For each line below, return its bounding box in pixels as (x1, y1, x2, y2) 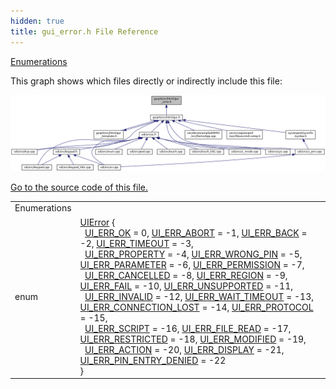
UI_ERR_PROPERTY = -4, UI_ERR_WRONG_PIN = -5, (84, 248, 303, 260)
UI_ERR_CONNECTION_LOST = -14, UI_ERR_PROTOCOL (79, 301, 314, 313)
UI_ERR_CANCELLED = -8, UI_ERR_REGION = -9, (84, 269, 288, 281)
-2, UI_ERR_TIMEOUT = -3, (79, 237, 194, 249)
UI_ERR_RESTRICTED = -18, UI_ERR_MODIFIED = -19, (79, 333, 307, 345)
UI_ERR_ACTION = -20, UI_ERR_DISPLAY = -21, (84, 343, 285, 355)
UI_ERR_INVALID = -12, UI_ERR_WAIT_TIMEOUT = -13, (84, 290, 314, 302)
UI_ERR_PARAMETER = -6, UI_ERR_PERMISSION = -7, (79, 258, 305, 270)
